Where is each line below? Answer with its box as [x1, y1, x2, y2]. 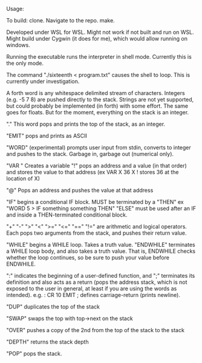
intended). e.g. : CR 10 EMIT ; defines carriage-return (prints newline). [6, 292, 180, 298]
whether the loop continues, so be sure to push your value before [6, 254, 169, 261]
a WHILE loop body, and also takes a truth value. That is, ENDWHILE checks [6, 247, 195, 255]
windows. [6, 42, 30, 48]
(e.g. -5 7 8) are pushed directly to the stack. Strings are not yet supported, [6, 96, 194, 103]
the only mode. [6, 60, 44, 67]
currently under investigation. [6, 78, 80, 85]
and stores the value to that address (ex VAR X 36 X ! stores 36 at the [6, 169, 180, 175]
